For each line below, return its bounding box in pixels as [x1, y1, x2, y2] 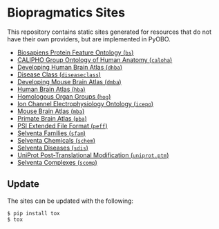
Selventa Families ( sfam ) [17, 129, 86, 137]
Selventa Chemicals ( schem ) [17, 136, 95, 144]
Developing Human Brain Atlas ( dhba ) [17, 63, 123, 71]
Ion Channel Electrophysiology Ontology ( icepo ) [17, 99, 154, 108]
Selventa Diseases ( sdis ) [17, 143, 88, 152]
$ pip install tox [7, 210, 60, 217]
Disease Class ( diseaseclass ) [17, 70, 102, 79]
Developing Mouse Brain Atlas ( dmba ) [17, 77, 122, 86]
